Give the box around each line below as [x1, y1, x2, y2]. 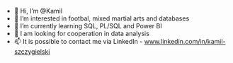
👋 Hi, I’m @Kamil [13, 7, 62, 15]
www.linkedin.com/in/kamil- [144, 38, 226, 45]
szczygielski [13, 47, 50, 56]
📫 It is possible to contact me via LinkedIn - [13, 38, 143, 45]
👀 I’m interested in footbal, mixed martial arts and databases [13, 14, 190, 23]
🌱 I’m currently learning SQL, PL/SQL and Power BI [13, 22, 162, 30]
